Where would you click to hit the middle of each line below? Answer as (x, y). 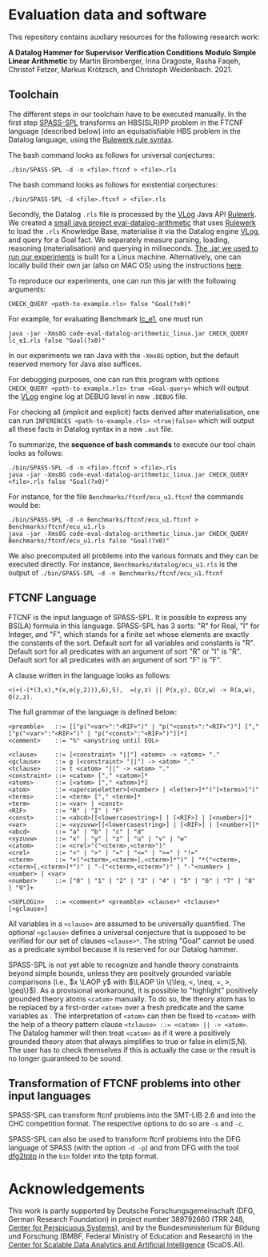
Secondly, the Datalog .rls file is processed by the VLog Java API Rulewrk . (133, 214)
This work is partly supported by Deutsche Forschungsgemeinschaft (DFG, (132, 1211)
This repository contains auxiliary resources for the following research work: (134, 37)
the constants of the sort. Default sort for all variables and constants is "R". (132, 643)
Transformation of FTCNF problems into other (125, 1083)
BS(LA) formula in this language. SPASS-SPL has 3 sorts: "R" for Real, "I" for (134, 626)
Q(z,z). (21, 697)
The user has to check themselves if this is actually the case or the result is (132, 1050)
